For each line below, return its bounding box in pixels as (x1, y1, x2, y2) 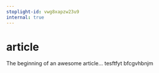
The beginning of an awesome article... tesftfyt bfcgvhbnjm (6, 60, 154, 67)
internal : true (6, 14, 45, 20)
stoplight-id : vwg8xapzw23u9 (6, 8, 79, 15)
